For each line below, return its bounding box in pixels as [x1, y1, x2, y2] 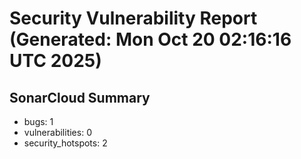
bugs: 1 [23, 116, 54, 127]
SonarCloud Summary [9, 89, 151, 106]
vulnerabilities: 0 [23, 127, 92, 138]
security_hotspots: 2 [23, 137, 108, 149]
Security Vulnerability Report [9, 7, 258, 30]
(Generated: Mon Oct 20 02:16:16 [9, 28, 292, 51]
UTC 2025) [9, 50, 102, 72]
